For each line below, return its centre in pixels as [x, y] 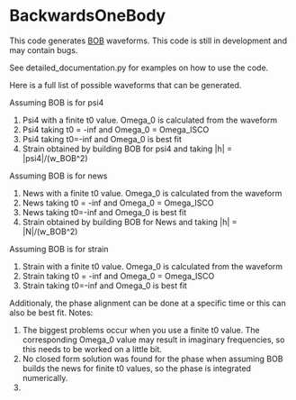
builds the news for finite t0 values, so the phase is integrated [137, 368]
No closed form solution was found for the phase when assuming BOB [152, 359]
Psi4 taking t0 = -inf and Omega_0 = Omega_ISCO [116, 129]
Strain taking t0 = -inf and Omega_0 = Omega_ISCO [118, 276]
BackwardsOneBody [88, 16]
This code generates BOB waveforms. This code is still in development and [148, 41]
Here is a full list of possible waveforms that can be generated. [126, 85]
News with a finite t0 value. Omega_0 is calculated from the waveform [152, 193]
